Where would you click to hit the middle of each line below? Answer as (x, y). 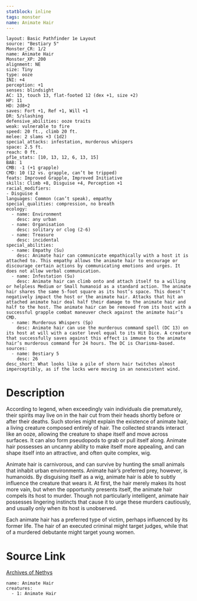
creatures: (19, 589)
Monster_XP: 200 (26, 60)
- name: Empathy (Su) (38, 251)
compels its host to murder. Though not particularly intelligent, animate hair (97, 496)
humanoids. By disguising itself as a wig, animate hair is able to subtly (91, 477)
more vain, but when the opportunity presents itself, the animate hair (89, 489)
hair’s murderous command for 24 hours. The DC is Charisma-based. (91, 344)
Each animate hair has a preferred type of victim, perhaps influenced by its (97, 520)
